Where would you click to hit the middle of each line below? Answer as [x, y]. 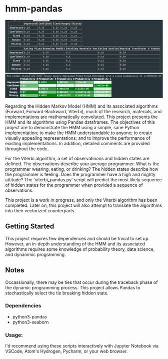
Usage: [14, 335]
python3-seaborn [30, 322]
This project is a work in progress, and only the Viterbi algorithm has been [81, 200]
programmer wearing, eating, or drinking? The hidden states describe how [82, 169]
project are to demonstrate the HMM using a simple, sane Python [72, 127]
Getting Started [30, 227]
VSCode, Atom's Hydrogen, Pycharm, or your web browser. [66, 351]
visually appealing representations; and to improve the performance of [78, 138]
